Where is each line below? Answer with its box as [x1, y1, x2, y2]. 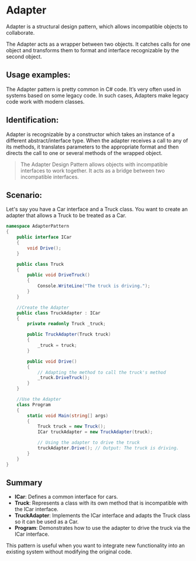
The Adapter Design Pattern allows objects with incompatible [20, 161, 168, 168]
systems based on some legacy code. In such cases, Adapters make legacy [6, 92, 189, 99]
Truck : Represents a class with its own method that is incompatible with [14, 499, 188, 506]
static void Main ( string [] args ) [27, 413, 109, 418]
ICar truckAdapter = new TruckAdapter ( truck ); [37, 429, 153, 435]
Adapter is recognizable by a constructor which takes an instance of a [6, 130, 175, 138]
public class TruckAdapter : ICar [16, 310, 101, 316]
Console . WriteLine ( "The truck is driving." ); [37, 283, 150, 289]
